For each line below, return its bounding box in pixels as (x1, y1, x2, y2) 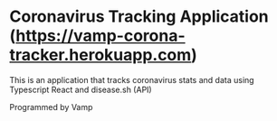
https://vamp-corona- (15, 25, 186, 46)
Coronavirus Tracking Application (9, 6, 269, 27)
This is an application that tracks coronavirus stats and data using (9, 74, 255, 85)
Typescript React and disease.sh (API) (9, 84, 152, 95)
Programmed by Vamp (9, 101, 93, 112)
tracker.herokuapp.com (9, 45, 192, 65)
